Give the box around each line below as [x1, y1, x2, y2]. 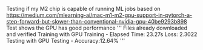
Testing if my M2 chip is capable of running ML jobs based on [6, 5, 161, 12]
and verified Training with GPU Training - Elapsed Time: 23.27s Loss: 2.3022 [6, 31, 198, 38]
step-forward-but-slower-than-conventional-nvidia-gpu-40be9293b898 [6, 18, 187, 25]
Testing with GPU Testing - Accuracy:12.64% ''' [6, 37, 125, 44]
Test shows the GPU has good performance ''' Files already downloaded [6, 24, 188, 31]
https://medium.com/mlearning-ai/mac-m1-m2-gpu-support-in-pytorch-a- [6, 11, 193, 19]
